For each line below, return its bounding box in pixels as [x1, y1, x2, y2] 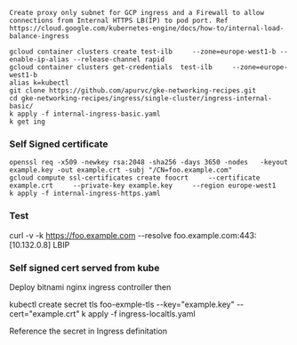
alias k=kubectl [9, 78, 69, 87]
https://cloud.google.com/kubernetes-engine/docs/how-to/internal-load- [9, 24, 285, 33]
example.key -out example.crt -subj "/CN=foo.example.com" [9, 165, 233, 175]
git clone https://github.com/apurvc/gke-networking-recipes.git [9, 86, 256, 95]
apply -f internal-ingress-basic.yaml [17, 109, 162, 118]
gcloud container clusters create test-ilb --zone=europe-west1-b [9, 47, 277, 56]
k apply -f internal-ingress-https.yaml [9, 189, 162, 198]
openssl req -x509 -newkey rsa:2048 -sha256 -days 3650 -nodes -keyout [9, 158, 289, 167]
